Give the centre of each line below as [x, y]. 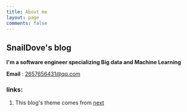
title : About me [27, 12]
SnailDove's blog [39, 48]
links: [15, 90]
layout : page [23, 18]
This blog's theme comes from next [59, 103]
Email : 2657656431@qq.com [43, 74]
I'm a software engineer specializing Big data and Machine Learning [94, 62]
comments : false [27, 23]
